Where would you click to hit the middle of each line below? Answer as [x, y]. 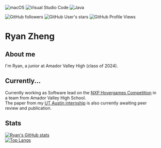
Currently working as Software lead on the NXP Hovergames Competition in [81, 92]
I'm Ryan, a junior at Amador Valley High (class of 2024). [62, 66]
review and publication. [28, 108]
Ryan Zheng [30, 37]
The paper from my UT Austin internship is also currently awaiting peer [76, 103]
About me [20, 54]
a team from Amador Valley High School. [46, 98]
